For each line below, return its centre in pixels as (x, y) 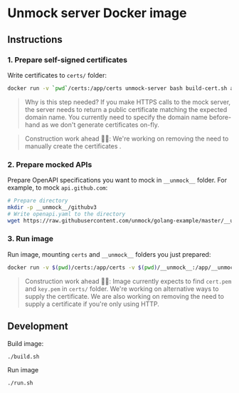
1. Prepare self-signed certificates (68, 60)
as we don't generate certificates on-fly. (101, 124)
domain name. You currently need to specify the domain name (116, 117)
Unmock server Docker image (97, 13)
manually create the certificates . (73, 146)
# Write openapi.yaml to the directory (67, 214)
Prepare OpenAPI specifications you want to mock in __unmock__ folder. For (117, 180)
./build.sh (23, 357)
